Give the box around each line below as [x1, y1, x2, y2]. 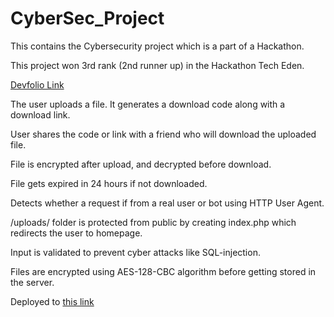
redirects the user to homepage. [10, 227, 143, 239]
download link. [10, 108, 71, 121]
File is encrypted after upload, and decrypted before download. [10, 158, 272, 170]
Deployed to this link [10, 295, 95, 307]
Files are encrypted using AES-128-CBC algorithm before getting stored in [10, 265, 317, 277]
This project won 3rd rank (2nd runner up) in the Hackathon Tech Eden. [10, 59, 305, 71]
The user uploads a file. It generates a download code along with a [10, 98, 286, 110]
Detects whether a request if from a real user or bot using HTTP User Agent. [10, 197, 325, 209]
